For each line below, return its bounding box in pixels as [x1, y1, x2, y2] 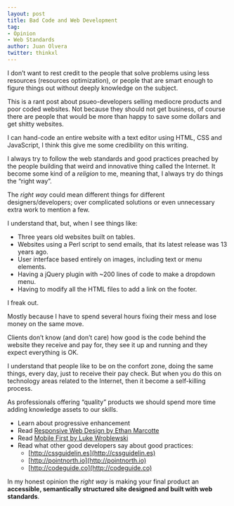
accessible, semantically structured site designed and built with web [7, 484, 213, 493]
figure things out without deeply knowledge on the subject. [7, 84, 178, 92]
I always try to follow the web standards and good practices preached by [7, 154, 219, 162]
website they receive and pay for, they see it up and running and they [7, 340, 208, 349]
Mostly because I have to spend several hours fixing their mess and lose [7, 312, 216, 320]
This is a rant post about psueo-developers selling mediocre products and [7, 97, 222, 105]
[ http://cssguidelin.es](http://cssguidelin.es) [27, 448, 156, 457]
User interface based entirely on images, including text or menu [17, 254, 202, 264]
